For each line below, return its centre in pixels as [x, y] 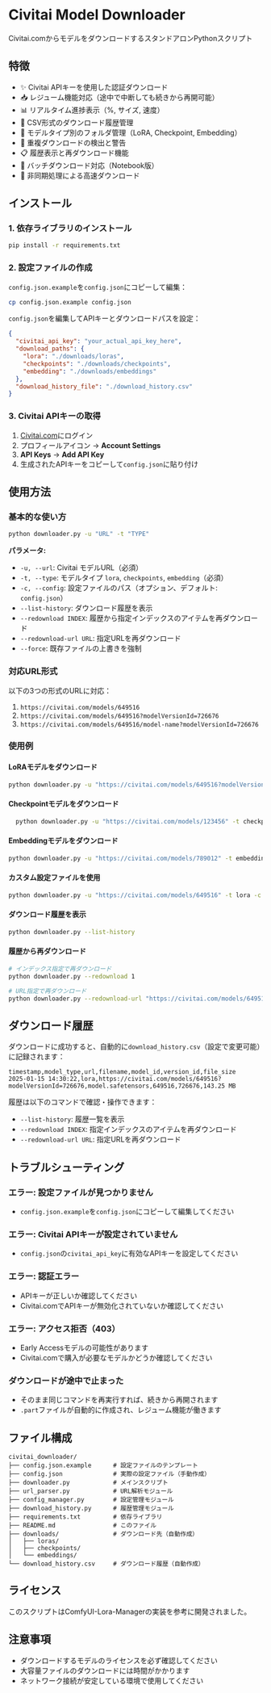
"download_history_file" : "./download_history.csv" [104, 386]
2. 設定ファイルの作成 [50, 268]
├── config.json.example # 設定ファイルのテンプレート [104, 1466]
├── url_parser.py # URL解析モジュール [91, 1491]
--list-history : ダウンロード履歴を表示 [86, 608]
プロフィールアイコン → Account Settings [90, 445]
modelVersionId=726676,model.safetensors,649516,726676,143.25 [117, 1086]
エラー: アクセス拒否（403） [65, 1328]
